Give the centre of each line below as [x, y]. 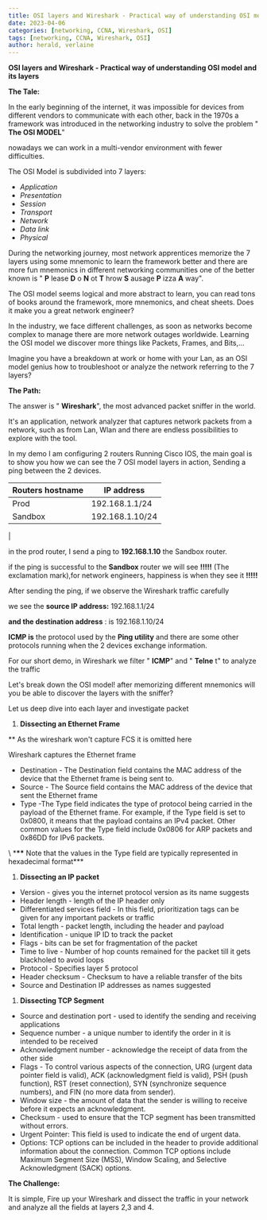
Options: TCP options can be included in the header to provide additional [139, 1143]
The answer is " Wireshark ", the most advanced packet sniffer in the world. [132, 406]
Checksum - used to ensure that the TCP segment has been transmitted [137, 1117]
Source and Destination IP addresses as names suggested [115, 986]
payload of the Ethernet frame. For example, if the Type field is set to [132, 812]
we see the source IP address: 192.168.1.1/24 [81, 606]
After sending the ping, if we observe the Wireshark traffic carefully [119, 591]
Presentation [41, 196]
